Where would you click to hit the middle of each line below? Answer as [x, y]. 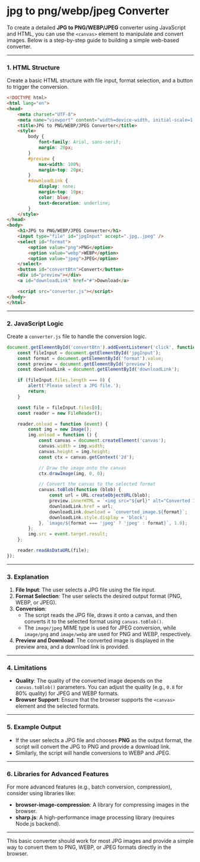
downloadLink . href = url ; [81, 506]
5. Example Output [34, 727]
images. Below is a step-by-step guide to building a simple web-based [93, 40]
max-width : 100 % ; [60, 164]
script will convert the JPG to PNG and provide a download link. [93, 746]
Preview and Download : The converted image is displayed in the [95, 641]
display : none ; [57, 187]
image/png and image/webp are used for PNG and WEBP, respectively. [108, 634]
